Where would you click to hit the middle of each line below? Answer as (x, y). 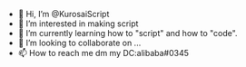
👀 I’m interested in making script (78, 24)
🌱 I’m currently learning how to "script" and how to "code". (128, 33)
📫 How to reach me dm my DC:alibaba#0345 (103, 53)
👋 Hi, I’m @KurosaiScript (64, 14)
